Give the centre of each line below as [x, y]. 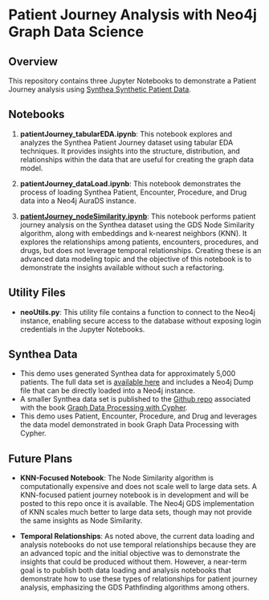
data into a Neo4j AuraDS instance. [78, 200]
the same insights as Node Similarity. [81, 520]
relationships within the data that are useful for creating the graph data [137, 159]
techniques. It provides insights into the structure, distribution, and [130, 151]
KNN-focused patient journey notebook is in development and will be [134, 495]
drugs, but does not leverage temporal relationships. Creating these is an [141, 250]
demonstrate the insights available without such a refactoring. [122, 267]
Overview [33, 61]
